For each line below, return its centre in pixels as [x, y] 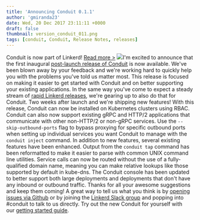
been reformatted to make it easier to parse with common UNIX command [97, 153]
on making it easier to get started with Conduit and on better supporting [95, 83]
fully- [175, 159]
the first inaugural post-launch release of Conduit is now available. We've [96, 64]
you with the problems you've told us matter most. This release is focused [97, 76]
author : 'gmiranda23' [33, 17]
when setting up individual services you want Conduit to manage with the [97, 134]
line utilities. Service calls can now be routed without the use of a [87, 159]
